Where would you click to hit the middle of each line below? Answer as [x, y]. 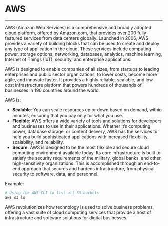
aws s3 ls [15, 197]
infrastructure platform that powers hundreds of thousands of [79, 85]
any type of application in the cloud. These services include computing [78, 49]
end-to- [152, 163]
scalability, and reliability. [38, 142]
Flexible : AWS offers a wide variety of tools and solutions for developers [87, 121]
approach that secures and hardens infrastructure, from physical [88, 168]
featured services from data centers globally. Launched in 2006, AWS [77, 38]
